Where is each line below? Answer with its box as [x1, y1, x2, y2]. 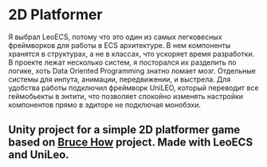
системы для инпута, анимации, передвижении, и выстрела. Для [8, 74, 231, 84]
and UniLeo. [8, 148, 69, 161]
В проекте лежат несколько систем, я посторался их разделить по [8, 58, 237, 67]
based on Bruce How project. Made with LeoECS [8, 136, 253, 149]
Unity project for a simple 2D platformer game [8, 123, 241, 137]
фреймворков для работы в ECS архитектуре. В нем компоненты [8, 40, 231, 50]
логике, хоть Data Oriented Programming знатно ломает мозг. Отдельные [8, 66, 257, 75]
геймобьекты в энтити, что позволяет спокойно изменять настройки [8, 91, 244, 101]
